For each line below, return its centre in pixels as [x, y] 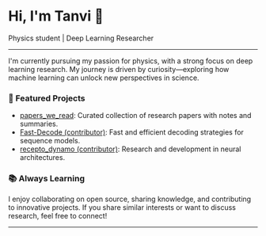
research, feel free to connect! [58, 215]
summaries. [39, 124]
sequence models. [50, 141]
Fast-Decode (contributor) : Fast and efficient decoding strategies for [131, 132]
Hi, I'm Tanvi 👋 [56, 16]
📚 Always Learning [47, 179]
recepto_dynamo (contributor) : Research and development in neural [130, 149]
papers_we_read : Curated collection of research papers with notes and [135, 116]
